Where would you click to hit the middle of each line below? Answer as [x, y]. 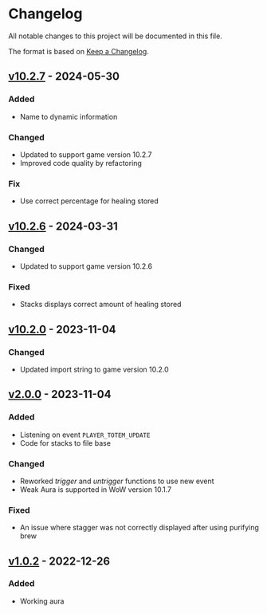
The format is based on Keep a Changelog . [79, 51]
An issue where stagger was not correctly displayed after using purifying [139, 528]
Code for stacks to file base [65, 443]
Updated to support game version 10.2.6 [86, 266]
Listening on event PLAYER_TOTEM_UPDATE [85, 435]
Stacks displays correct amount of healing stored [100, 305]
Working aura [42, 601]
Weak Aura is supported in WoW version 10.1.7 [96, 489]
